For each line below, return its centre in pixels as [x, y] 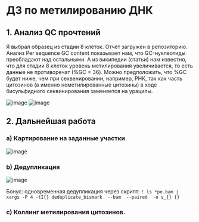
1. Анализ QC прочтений [54, 33]
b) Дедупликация [33, 166]
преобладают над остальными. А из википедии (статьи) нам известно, [97, 59]
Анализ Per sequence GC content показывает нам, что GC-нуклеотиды [96, 53]
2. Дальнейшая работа [51, 121]
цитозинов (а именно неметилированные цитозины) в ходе [82, 85]
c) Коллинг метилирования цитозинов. [66, 212]
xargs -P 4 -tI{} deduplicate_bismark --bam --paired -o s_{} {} [93, 197]
